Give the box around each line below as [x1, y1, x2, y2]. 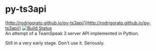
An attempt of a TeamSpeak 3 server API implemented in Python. [5, 30, 139, 36]
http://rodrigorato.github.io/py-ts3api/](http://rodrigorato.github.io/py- [6, 20, 151, 26]
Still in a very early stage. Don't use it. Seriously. [5, 40, 105, 46]
